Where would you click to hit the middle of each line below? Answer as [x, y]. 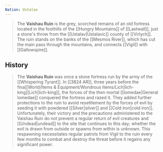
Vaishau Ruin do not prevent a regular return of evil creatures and [83, 119]
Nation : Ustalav [21, 10]
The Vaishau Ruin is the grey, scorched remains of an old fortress [83, 24]
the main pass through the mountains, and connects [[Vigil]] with [82, 44]
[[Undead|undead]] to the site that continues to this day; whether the [86, 124]
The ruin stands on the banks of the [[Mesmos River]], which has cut [86, 39]
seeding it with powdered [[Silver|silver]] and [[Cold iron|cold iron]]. [85, 108]
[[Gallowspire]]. [33, 50]
